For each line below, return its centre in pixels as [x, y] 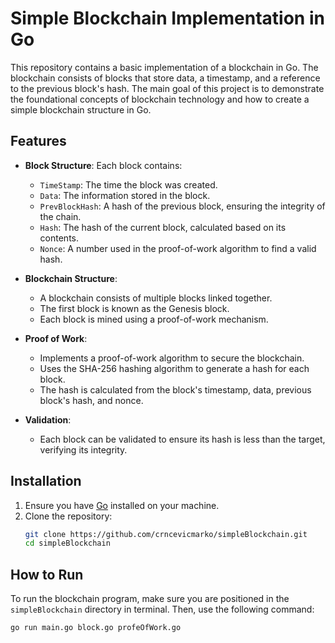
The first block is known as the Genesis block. [134, 308]
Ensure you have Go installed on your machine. [122, 505]
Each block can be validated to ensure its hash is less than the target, [182, 439]
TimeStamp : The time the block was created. [128, 184]
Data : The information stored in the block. [125, 195]
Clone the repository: [68, 516]
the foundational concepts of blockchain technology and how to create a [160, 99]
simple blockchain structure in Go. [81, 109]
